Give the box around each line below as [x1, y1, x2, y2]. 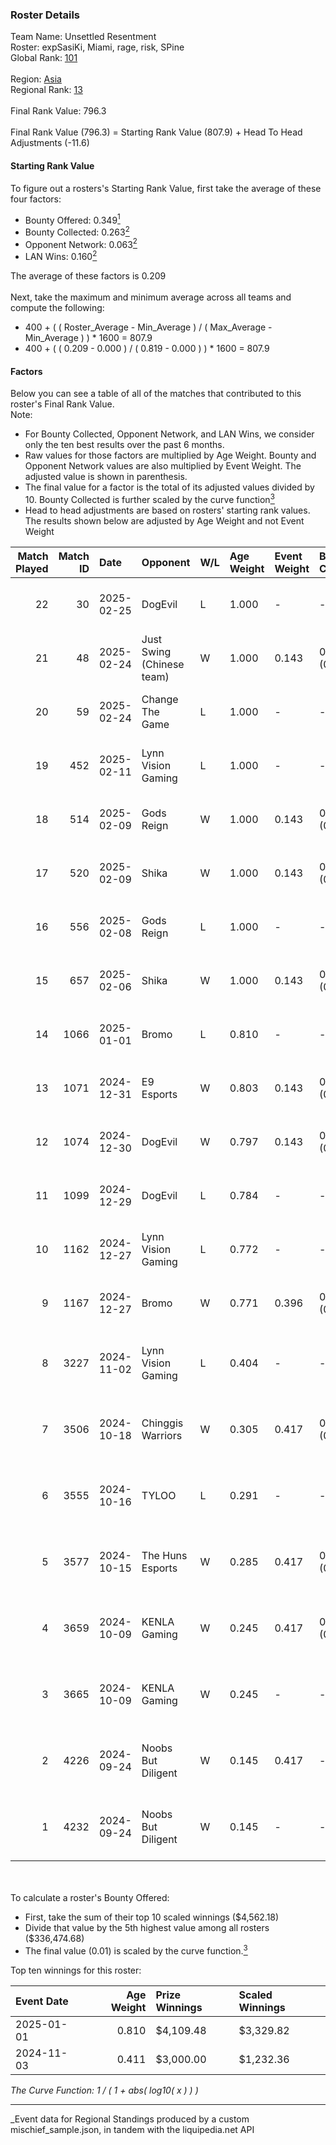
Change [141, 692, 179, 706]
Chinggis [141, 1416, 184, 1430]
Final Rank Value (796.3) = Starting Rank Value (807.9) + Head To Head [10, 126, 303, 138]
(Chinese [141, 657, 185, 671]
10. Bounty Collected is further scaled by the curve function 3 [24, 492, 275, 505]
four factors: [10, 193, 62, 205]
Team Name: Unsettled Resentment [10, 31, 157, 43]
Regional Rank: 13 [10, 84, 83, 96]
